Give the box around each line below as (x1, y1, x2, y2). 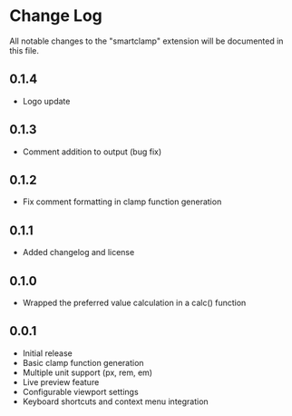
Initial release (22, 347, 73, 359)
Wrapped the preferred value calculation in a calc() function (22, 297, 247, 308)
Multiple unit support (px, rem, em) (22, 367, 152, 378)
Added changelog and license (22, 247, 135, 258)
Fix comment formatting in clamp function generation (22, 196, 222, 207)
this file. (9, 45, 39, 55)
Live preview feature (22, 376, 100, 387)
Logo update (22, 95, 71, 106)
